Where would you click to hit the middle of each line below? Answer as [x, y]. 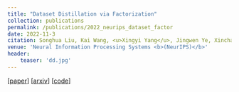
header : [19, 54]
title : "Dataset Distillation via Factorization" [83, 14]
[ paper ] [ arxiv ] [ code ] [39, 81]
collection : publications [46, 21]
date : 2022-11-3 [31, 34]
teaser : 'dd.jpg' [46, 61]
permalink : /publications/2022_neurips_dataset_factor [90, 27]
